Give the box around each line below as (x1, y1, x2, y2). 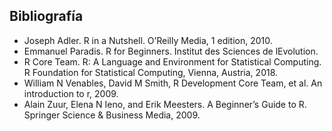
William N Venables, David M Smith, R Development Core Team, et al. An (23, 77, 323, 89)
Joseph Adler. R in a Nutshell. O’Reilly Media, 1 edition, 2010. (23, 34, 273, 46)
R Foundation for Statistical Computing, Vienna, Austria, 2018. (23, 66, 279, 78)
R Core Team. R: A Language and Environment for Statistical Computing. (23, 55, 322, 68)
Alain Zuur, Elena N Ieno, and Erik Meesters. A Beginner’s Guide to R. (23, 98, 307, 110)
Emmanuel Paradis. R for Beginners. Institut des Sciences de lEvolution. (23, 45, 319, 57)
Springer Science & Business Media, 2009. (23, 109, 201, 121)
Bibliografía (9, 8, 84, 25)
